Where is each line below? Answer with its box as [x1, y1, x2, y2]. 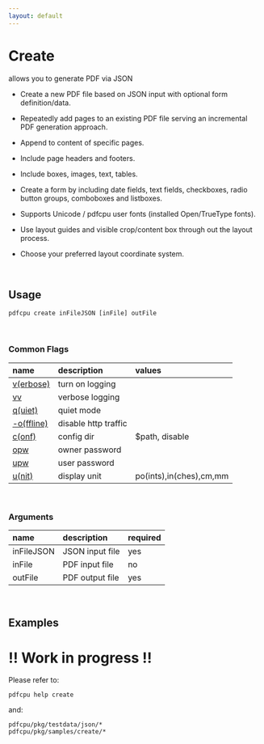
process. [19, 233, 50, 243]
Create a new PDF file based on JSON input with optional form [19, 89, 228, 99]
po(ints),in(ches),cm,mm [135, 470, 229, 481]
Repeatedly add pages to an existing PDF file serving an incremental [19, 113, 248, 123]
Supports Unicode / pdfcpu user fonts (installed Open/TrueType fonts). [19, 209, 256, 218]
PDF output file [62, 572, 119, 583]
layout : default [8, 11, 63, 20]
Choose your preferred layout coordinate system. [19, 248, 184, 259]
